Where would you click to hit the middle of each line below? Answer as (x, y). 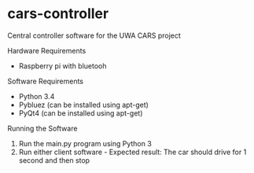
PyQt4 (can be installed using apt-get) (81, 113)
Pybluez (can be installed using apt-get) (83, 105)
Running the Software (42, 128)
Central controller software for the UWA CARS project (94, 35)
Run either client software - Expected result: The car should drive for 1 (133, 152)
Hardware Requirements (47, 50)
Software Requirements (46, 81)
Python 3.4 (37, 96)
